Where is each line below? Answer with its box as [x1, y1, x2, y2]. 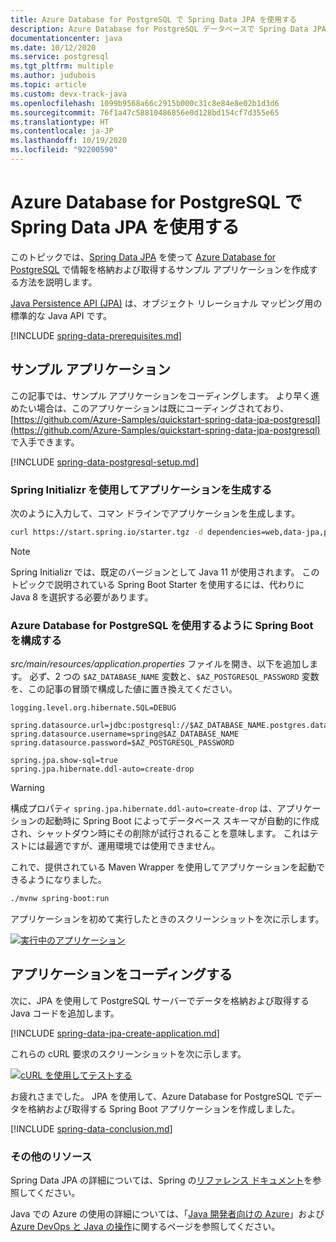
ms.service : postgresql [10, 52, 110, 62]
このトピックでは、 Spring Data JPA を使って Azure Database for [10, 251, 277, 263]
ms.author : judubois [10, 71, 97, 81]
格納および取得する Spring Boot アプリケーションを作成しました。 [27, 1102, 301, 1115]
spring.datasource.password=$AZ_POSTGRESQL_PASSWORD [10, 738, 235, 748]
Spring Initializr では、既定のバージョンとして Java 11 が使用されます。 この [10, 566, 320, 578]
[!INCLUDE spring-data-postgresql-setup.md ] [10, 456, 200, 468]
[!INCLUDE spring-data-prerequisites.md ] [10, 329, 182, 341]
